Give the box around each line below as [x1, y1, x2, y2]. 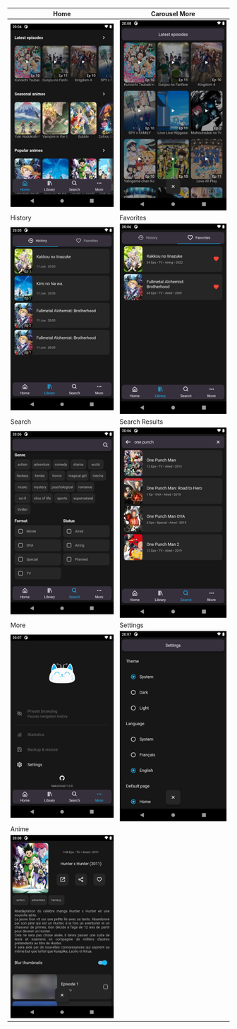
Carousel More [150, 9, 195, 18]
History [10, 213, 32, 222]
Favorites [119, 213, 147, 222]
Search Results [119, 417, 164, 426]
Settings [119, 621, 144, 629]
